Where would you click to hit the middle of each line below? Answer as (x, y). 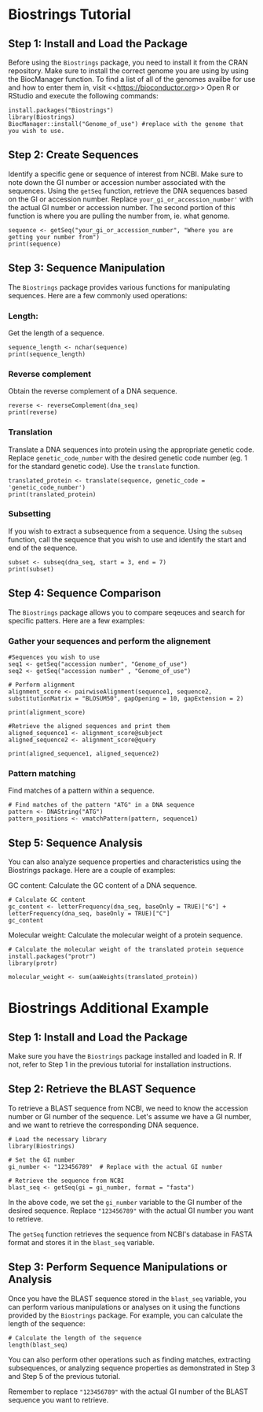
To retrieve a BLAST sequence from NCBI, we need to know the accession (128, 1108)
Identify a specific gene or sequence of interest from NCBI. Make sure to (126, 174)
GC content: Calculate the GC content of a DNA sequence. (103, 885)
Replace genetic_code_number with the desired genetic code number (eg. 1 (128, 457)
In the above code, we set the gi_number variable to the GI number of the (125, 1202)
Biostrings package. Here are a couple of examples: (92, 870)
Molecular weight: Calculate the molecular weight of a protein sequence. (126, 935)
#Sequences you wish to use (54, 657)
